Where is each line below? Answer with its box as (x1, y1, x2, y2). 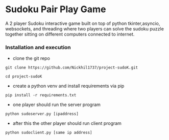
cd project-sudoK (5, 74, 42, 79)
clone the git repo (12, 55, 50, 61)
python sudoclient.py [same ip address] (5, 130, 93, 135)
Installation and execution (5, 44, 71, 51)
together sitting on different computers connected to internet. (5, 31, 135, 37)
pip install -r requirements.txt (5, 93, 77, 98)
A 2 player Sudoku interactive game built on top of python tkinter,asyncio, (5, 20, 160, 26)
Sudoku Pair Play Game (5, 4, 106, 15)
